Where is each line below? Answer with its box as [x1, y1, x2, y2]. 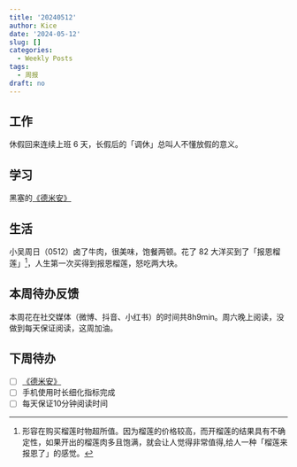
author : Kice [9, 21, 57, 30]
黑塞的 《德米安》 [9, 192, 72, 204]
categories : [9, 46, 53, 55]
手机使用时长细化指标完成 [21, 387, 116, 398]
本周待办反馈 [9, 286, 80, 301]
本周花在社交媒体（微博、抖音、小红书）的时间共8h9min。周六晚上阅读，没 [9, 311, 285, 322]
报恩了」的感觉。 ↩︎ [21, 448, 94, 458]
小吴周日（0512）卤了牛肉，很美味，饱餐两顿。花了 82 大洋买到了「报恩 [9, 246, 273, 257]
